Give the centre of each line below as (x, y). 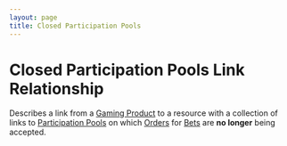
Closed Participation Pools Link (127, 70)
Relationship (57, 89)
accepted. (28, 132)
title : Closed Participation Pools (75, 26)
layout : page (33, 17)
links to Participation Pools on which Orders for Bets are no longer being (143, 123)
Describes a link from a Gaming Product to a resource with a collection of (144, 113)
